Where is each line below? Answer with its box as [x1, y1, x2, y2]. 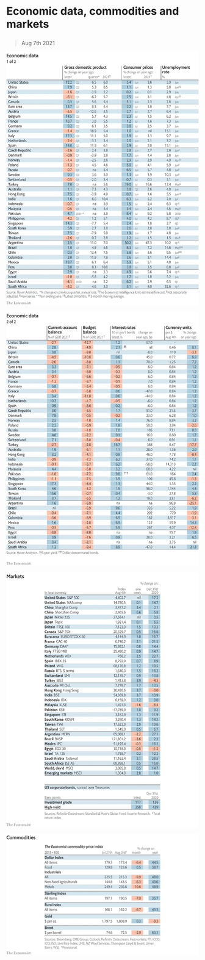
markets [6, 17, 49, 31]
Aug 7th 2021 [21, 39, 55, 46]
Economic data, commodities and [6, 4, 179, 18]
